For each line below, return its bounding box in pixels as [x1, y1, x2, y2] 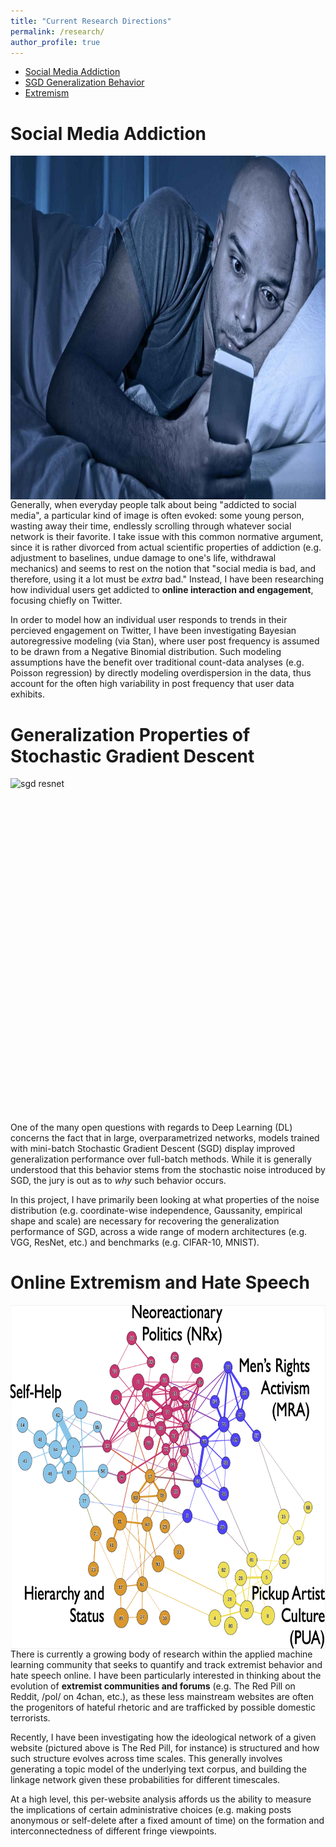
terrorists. [10, 1712, 51, 1724]
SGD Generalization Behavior [24, 76, 145, 89]
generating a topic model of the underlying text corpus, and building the [10, 1763, 307, 1775]
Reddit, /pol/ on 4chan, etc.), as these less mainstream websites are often [10, 1691, 314, 1703]
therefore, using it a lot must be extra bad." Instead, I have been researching [10, 573, 325, 585]
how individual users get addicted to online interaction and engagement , [10, 584, 314, 596]
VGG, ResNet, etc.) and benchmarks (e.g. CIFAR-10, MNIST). [10, 1236, 260, 1249]
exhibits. [10, 688, 45, 700]
